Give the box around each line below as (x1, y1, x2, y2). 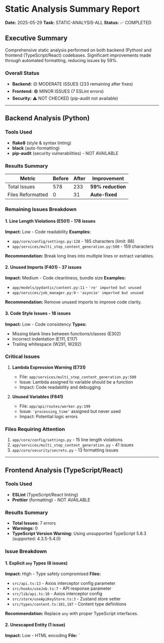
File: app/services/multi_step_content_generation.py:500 (19, 374, 137, 380)
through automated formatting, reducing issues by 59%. (5, 57, 118, 63)
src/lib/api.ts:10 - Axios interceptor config (12, 591, 102, 597)
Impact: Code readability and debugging (19, 384, 101, 390)
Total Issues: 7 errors (12, 520, 56, 526)
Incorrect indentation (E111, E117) (12, 336, 78, 342)
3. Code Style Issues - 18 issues (5, 310, 71, 316)
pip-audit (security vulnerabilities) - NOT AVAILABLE (12, 150, 119, 156)
